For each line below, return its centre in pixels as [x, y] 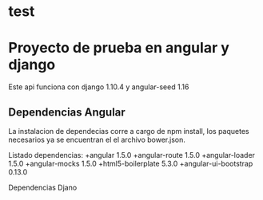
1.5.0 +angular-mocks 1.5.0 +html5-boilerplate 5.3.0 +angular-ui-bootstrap [131, 163]
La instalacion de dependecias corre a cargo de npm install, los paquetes [129, 131]
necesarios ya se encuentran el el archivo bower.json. [97, 139]
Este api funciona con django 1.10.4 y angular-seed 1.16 [99, 87]
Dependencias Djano [43, 187]
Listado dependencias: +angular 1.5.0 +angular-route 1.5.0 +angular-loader [132, 155]
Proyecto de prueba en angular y [119, 48]
